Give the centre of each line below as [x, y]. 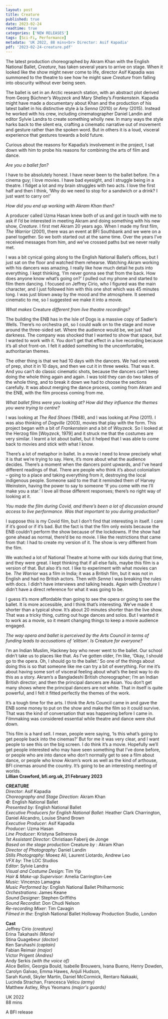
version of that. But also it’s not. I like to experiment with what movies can [81, 568]
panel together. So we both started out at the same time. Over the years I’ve [84, 236]
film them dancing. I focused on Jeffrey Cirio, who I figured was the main [81, 284]
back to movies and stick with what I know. [50, 444]
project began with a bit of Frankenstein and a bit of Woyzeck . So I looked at [84, 428]
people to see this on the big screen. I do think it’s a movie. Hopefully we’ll [82, 744]
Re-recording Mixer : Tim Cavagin [40, 908]
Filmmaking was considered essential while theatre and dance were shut [80, 718]
